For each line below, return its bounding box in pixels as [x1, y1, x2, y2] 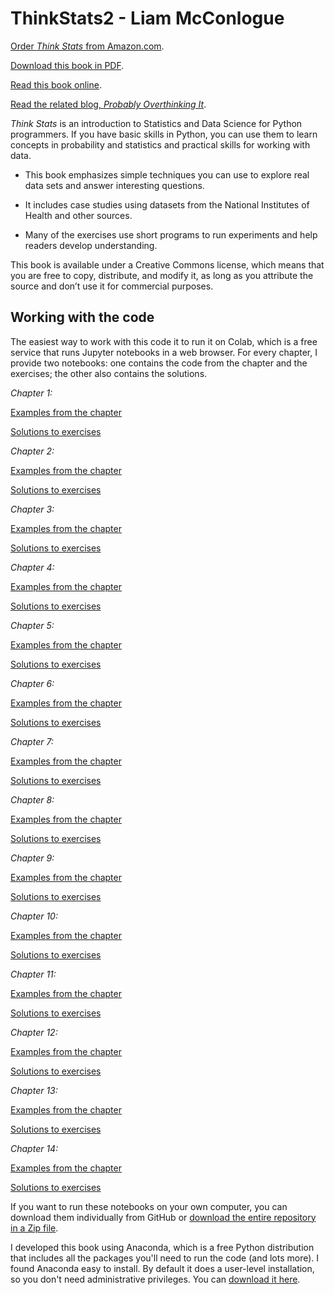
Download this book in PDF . [10, 59, 125, 71]
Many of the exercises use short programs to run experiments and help [24, 228, 318, 241]
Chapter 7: [10, 735, 54, 747]
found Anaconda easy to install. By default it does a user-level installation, [10, 1262, 315, 1274]
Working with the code [10, 309, 155, 326]
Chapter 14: [10, 1142, 59, 1154]
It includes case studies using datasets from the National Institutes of [24, 198, 310, 211]
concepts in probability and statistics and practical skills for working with [10, 138, 311, 151]
